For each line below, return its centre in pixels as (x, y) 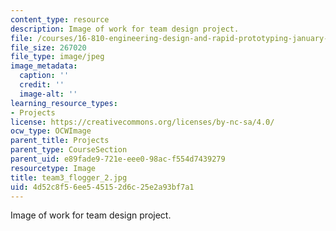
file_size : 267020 (48, 47)
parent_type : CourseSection (69, 150)
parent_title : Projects (60, 141)
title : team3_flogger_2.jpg (69, 177)
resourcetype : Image (53, 168)
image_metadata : (44, 66)
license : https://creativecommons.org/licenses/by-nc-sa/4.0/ (142, 122)
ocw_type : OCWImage (51, 131)
